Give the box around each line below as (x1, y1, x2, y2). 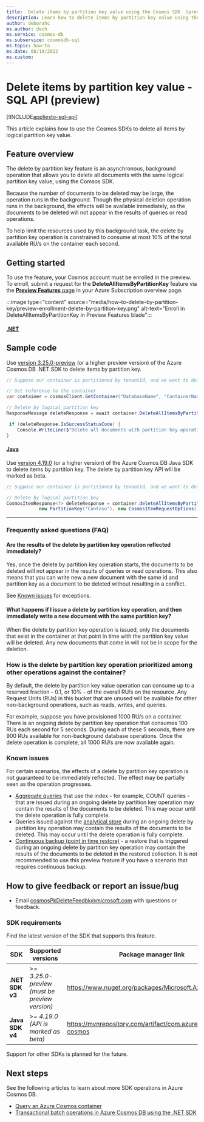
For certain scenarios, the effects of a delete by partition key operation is (6, 768, 189, 775)
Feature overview (6, 149, 74, 159)
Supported (29, 947, 61, 955)
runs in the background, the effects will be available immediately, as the (6, 203, 185, 210)
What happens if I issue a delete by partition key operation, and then (6, 606, 182, 613)
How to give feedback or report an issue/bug (6, 880, 179, 891)
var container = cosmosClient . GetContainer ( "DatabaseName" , (6, 394, 162, 400)
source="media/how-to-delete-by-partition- (67, 299, 178, 306)
